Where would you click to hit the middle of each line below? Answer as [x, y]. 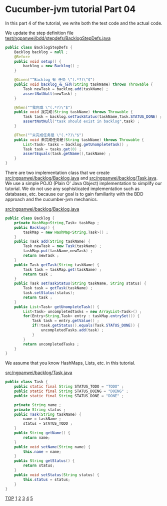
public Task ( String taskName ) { [48, 414]
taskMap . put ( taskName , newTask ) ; [58, 251]
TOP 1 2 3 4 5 [19, 498]
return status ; [39, 466]
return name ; [37, 437]
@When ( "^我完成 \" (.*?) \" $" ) [43, 107]
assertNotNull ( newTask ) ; [50, 94]
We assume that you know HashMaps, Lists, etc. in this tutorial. [70, 363]
